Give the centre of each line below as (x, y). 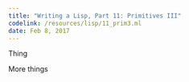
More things (28, 69)
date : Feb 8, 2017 (39, 31)
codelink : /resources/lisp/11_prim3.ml (75, 23)
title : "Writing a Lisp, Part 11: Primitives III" (95, 16)
